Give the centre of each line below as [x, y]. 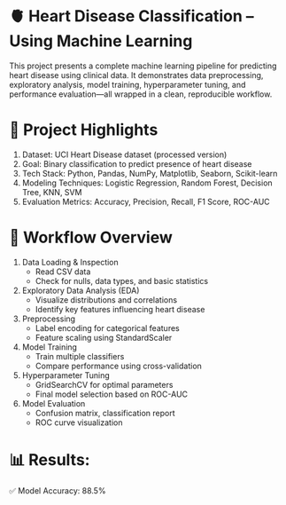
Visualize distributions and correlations [106, 300]
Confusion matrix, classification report [105, 413]
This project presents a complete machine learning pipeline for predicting [143, 66]
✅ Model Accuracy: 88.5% [58, 490]
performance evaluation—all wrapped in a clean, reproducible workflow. [141, 94]
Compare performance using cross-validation [118, 366]
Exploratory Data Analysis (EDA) [81, 290]
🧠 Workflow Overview [91, 237]
